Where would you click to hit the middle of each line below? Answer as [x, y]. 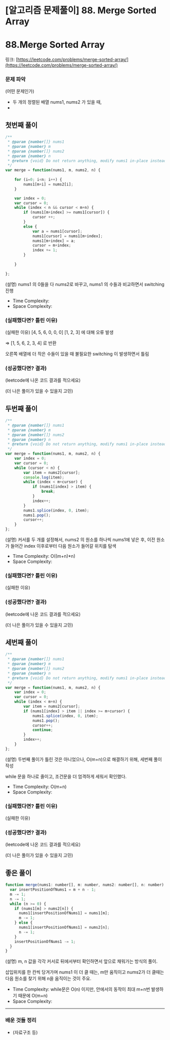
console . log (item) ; [44, 477]
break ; [48, 492]
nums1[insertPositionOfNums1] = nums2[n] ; [64, 928]
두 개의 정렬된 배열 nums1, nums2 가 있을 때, [57, 102]
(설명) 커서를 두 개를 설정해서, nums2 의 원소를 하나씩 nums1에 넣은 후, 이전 [80, 540]
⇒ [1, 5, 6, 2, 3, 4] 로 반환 [31, 343]
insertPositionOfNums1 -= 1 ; [45, 941]
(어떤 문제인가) [20, 91]
